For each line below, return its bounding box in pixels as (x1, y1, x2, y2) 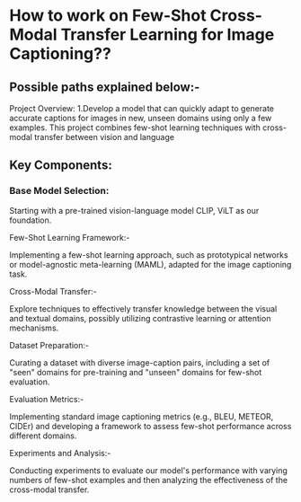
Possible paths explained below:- (9, 79, 200, 94)
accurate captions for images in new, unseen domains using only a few (9, 113, 272, 123)
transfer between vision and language (34, 132, 175, 142)
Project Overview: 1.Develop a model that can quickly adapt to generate (9, 103, 274, 113)
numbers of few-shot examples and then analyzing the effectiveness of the (9, 474, 288, 485)
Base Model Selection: (9, 185, 110, 198)
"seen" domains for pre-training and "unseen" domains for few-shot (9, 366, 262, 377)
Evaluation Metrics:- (9, 393, 84, 404)
